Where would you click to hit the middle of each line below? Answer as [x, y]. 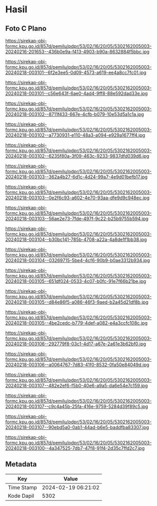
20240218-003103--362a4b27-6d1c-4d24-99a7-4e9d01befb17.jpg [76, 177]
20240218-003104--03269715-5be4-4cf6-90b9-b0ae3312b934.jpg [78, 260]
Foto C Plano [26, 29]
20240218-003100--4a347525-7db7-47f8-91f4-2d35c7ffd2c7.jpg [75, 448]
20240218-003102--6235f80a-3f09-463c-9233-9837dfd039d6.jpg [77, 156]
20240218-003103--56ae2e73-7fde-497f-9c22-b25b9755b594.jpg [77, 219]
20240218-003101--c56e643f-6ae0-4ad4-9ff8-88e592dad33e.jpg [76, 93]
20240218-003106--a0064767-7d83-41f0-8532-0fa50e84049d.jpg [77, 365]
